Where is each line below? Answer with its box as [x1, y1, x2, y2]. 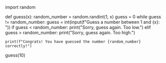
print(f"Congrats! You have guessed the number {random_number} [5, 39, 141, 44]
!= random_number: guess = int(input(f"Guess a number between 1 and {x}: [5, 19, 160, 25]
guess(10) [5, 52, 26, 58]
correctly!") [5, 44, 32, 49]
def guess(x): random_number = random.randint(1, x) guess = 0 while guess [5, 14, 162, 19]
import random [5, 4, 36, 10]
